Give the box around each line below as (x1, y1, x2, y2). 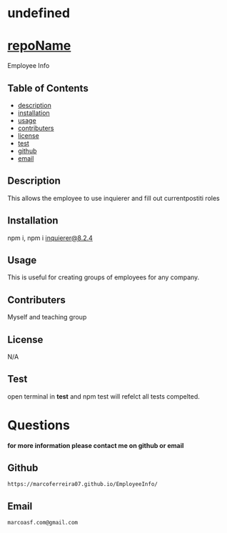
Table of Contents (7, 82, 89, 94)
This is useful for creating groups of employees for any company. (7, 273, 200, 282)
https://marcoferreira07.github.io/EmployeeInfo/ (7, 481, 158, 488)
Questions (7, 417, 70, 433)
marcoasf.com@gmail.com (7, 519, 79, 527)
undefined (7, 5, 70, 21)
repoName (7, 38, 71, 54)
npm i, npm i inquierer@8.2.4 (7, 234, 93, 242)
